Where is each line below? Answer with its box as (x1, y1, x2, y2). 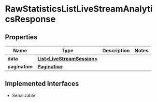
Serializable (12, 92, 36, 98)
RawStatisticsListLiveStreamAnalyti (5, 3, 153, 15)
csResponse (5, 14, 56, 25)
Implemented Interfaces (5, 80, 79, 88)
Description (102, 47, 130, 54)
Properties (5, 33, 38, 41)
